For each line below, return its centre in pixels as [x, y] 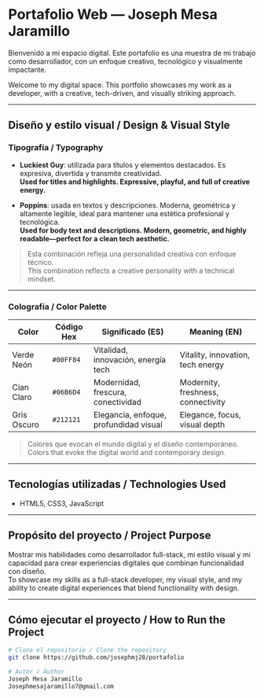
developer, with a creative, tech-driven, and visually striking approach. [122, 93]
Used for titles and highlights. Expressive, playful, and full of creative [134, 182]
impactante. [27, 69]
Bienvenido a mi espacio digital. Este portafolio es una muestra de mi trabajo [132, 53]
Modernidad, [117, 382]
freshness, [199, 392]
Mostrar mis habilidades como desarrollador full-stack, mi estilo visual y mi [130, 554]
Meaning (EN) [216, 332]
